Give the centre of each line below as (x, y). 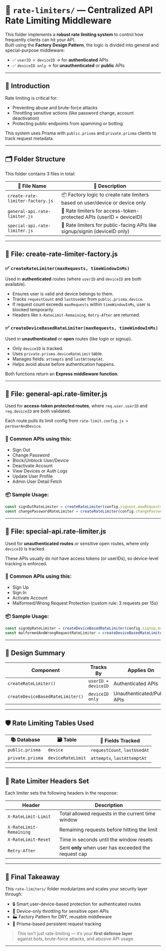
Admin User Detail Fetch (37, 481)
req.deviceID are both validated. (38, 411)
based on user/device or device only (104, 203)
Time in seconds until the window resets (106, 840)
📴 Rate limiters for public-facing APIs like (109, 225)
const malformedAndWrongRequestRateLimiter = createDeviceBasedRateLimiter (85, 633)
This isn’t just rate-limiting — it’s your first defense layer (75, 934)
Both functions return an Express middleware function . (62, 374)
